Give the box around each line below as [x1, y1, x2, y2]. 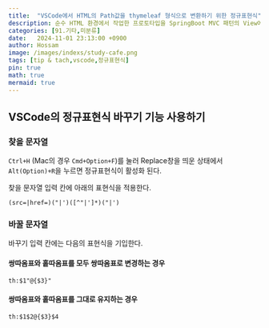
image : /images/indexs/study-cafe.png [8, 49, 138, 57]
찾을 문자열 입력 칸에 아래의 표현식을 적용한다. [8, 183, 152, 193]
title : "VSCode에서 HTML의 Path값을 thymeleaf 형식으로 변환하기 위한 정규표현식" [8, 11, 262, 20]
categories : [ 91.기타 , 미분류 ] [8, 26, 101, 34]
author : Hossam [8, 42, 59, 50]
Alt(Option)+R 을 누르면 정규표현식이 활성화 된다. [8, 166, 163, 176]
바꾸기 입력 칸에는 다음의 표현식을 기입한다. [8, 238, 143, 248]
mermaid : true [8, 78, 56, 86]
